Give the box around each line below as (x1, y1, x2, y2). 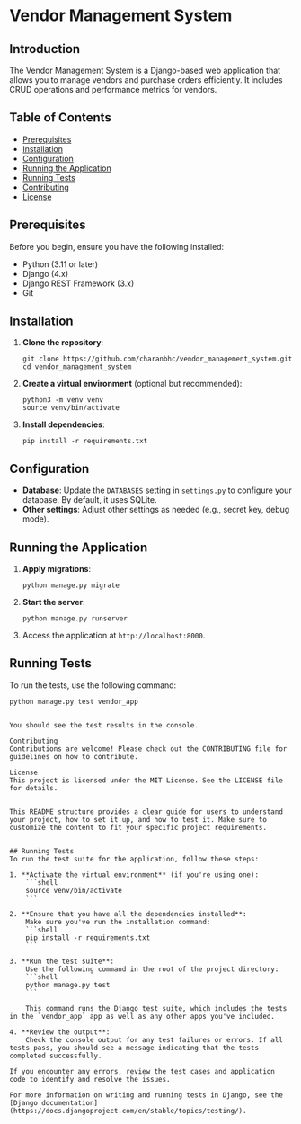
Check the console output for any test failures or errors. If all (25, 1035, 283, 1044)
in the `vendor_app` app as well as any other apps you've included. (9, 1012, 276, 1021)
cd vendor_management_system (22, 362, 132, 371)
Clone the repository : (22, 337, 104, 348)
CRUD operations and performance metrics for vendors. (9, 85, 217, 94)
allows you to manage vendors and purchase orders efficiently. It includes (9, 75, 283, 85)
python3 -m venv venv (22, 396, 103, 405)
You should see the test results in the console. (9, 720, 199, 729)
